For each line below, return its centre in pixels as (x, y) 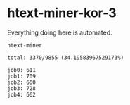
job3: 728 (22, 88)
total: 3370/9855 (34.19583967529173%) (66, 58)
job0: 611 (22, 70)
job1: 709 (22, 76)
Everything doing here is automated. (60, 32)
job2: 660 (22, 82)
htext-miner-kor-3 (62, 13)
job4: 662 (22, 94)
